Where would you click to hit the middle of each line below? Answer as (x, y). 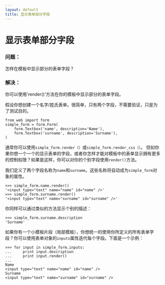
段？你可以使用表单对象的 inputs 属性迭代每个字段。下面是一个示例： (74, 238)
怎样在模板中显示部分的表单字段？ (40, 68)
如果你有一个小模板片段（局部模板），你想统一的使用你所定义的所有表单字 (80, 232)
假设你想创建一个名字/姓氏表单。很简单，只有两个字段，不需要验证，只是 (79, 105)
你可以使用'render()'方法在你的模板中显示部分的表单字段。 (65, 94)
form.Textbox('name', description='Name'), (59, 129)
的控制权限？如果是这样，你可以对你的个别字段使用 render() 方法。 (72, 160)
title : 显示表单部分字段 (28, 14)
